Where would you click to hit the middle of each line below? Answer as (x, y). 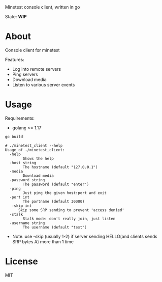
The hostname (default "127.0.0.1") (60, 167)
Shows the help (38, 158)
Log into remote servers (36, 69)
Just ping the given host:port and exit (65, 193)
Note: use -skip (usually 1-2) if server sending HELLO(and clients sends (85, 236)
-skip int (22, 206)
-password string (27, 180)
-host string (23, 163)
